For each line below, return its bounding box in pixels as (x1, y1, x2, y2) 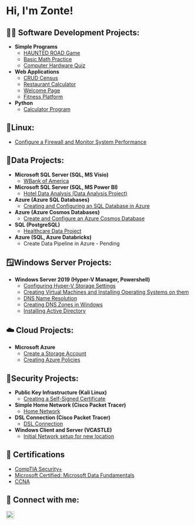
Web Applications (14, 68, 60, 75)
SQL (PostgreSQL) (14, 221, 60, 228)
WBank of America (23, 177, 69, 184)
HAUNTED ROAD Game (23, 49, 80, 57)
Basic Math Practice (23, 56, 72, 62)
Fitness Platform (23, 93, 63, 100)
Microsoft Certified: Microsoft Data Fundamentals (14, 471, 135, 479)
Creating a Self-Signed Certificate (23, 396, 106, 403)
